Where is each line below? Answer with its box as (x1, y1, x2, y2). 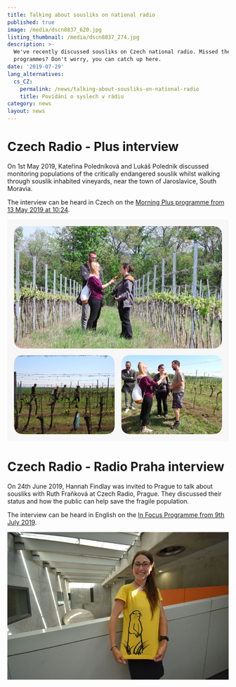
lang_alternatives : (7, 70, 65, 77)
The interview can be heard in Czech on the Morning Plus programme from (7, 197, 225, 207)
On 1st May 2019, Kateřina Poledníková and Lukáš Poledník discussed (7, 162, 209, 170)
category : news (7, 100, 52, 107)
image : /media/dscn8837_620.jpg (7, 26, 102, 33)
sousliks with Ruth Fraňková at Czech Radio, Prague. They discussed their (7, 489, 222, 498)
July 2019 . (7, 518, 37, 526)
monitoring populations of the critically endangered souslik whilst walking (7, 169, 221, 178)
